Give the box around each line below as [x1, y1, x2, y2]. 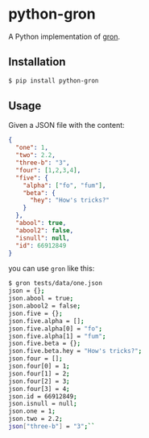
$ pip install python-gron [8, 76, 99, 85]
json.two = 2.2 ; [8, 415, 63, 423]
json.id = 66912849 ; [8, 392, 78, 401]
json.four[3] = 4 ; [8, 385, 70, 393]
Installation [8, 55, 66, 69]
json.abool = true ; [8, 295, 74, 303]
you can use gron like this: [8, 264, 95, 274]
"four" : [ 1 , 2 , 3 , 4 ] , [15, 166, 81, 174]
